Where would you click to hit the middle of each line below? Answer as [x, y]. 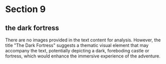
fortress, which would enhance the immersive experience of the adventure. [83, 56]
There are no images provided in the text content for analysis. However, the [83, 40]
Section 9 [26, 9]
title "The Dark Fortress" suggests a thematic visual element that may [77, 45]
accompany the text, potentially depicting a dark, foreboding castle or [77, 51]
